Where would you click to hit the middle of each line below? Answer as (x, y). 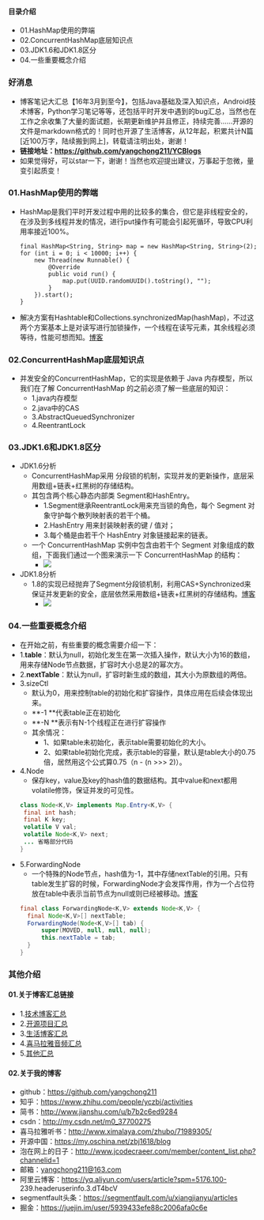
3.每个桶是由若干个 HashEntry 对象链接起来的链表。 (128, 535)
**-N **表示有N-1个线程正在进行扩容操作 (99, 722)
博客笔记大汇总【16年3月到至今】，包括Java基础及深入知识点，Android (134, 101)
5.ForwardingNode (50, 864)
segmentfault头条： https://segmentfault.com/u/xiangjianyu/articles (129, 1198)
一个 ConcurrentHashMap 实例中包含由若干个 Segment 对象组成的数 (143, 545)
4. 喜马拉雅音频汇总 (51, 1044)
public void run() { (82, 274)
